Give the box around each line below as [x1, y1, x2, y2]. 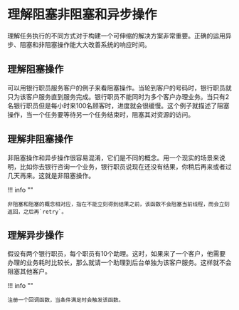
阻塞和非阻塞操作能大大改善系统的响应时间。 [19, 40, 151, 48]
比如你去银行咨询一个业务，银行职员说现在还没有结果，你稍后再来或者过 [19, 162, 232, 171]
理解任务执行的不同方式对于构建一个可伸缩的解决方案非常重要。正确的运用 [7, 31, 225, 40]
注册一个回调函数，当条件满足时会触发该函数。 [7, 296, 124, 304]
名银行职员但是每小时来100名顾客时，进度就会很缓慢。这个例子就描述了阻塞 [7, 101, 230, 110]
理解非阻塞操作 [7, 133, 73, 145]
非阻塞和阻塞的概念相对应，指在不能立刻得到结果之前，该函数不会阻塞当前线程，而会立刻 [7, 200, 230, 207]
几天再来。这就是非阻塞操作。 [7, 171, 95, 180]
